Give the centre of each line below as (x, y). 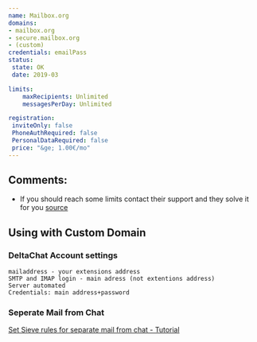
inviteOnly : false (42, 126)
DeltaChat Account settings (63, 255)
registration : (32, 119)
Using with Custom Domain (77, 233)
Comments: (38, 180)
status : (21, 60)
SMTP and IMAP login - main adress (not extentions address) (112, 279)
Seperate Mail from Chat (56, 313)
